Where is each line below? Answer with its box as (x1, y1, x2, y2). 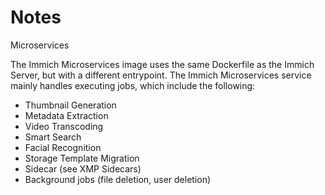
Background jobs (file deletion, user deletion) (24, 173, 212, 185)
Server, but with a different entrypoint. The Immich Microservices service (10, 69, 312, 81)
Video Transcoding (24, 120, 104, 132)
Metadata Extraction (24, 109, 109, 121)
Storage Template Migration (24, 152, 140, 164)
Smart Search (24, 131, 82, 143)
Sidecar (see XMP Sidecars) (24, 162, 142, 175)
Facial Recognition (24, 141, 102, 153)
